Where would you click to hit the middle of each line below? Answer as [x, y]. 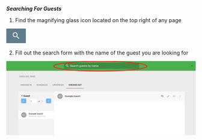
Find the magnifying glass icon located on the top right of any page [98, 20]
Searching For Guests [34, 9]
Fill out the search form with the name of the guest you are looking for [102, 53]
